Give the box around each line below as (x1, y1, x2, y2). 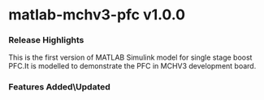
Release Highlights (8, 35, 84, 46)
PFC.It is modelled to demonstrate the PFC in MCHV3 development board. (8, 61, 257, 71)
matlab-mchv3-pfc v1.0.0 (8, 6, 185, 24)
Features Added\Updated (8, 81, 111, 93)
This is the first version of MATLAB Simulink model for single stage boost (8, 52, 253, 62)
